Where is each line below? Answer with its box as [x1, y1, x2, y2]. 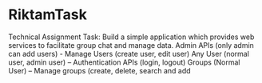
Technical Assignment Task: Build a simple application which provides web [8, 32, 255, 41]
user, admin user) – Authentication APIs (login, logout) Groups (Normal [8, 57, 240, 67]
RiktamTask [8, 6, 88, 24]
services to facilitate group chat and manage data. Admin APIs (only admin [8, 40, 254, 49]
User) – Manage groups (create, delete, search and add [8, 65, 191, 75]
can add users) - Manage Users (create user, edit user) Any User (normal [8, 49, 250, 58]
